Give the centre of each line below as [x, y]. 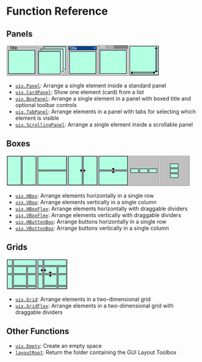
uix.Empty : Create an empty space [59, 346]
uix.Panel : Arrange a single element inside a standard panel [91, 86]
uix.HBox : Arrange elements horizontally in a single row [85, 195]
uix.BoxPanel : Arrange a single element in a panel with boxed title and [103, 98]
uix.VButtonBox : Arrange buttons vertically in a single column [92, 228]
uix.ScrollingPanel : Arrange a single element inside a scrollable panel [104, 124]
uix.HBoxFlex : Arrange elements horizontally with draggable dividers [101, 209]
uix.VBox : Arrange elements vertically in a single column [86, 202]
